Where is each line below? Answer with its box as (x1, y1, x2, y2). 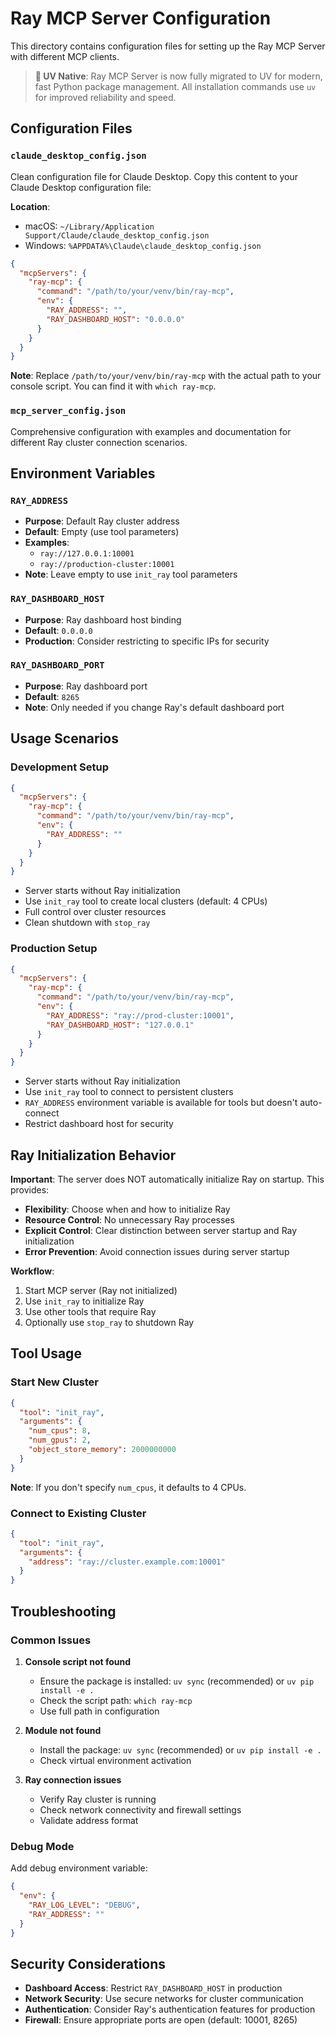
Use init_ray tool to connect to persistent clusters (24, 1086, 234, 1098)
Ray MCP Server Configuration (10, 7, 272, 30)
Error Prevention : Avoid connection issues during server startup (24, 1246, 290, 1257)
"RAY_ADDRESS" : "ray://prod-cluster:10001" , (46, 1010, 235, 1021)
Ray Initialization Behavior (10, 1147, 177, 1164)
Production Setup (10, 942, 98, 956)
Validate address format (39, 1814, 139, 1826)
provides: (10, 1184, 50, 1196)
